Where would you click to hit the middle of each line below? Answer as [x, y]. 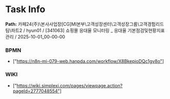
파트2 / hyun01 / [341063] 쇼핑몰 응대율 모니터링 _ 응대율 [69, 30]
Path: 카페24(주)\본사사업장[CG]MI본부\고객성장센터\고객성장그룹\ [72, 24]
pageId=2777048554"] [37, 91]
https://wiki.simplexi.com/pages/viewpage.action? [70, 85]
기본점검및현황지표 [146, 30]
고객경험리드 [152, 24]
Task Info [25, 9]
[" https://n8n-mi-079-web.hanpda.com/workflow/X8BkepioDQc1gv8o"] [88, 61]
